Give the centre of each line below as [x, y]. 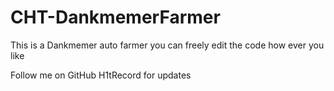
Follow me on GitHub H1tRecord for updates [101, 75]
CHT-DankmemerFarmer [115, 17]
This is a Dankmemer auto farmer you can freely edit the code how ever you [167, 45]
